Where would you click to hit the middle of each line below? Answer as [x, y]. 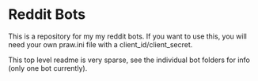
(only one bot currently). [48, 68]
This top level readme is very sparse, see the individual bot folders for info [129, 60]
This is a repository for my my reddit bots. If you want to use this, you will [127, 36]
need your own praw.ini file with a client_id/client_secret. [101, 44]
